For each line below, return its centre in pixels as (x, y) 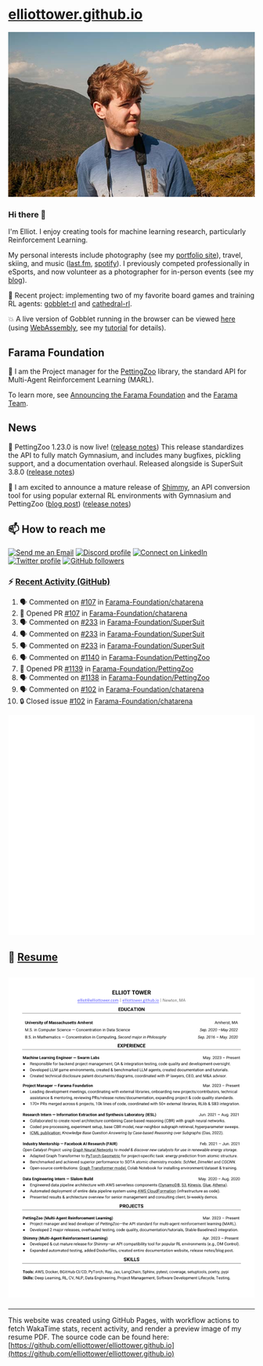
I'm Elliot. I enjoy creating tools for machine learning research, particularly (127, 232)
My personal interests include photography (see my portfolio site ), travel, (126, 255)
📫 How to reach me (57, 530)
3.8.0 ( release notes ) (41, 472)
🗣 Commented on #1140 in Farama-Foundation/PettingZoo (115, 657)
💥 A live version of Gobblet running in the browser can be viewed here (122, 319)
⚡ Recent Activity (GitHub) (59, 581)
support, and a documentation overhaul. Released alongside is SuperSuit (126, 463)
